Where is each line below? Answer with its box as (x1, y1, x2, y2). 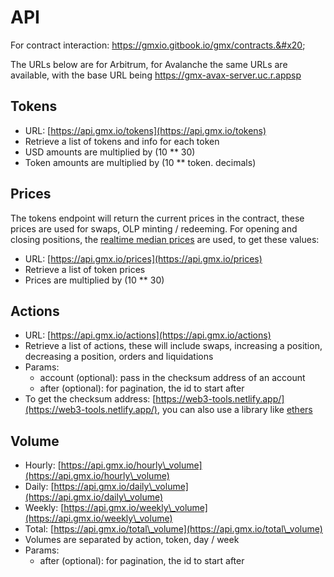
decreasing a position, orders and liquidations (24, 351, 214, 363)
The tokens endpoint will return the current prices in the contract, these (10, 212, 305, 224)
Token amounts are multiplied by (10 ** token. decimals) (24, 156, 257, 168)
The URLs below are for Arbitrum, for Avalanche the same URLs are (10, 58, 288, 70)
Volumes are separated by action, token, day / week (24, 534, 240, 546)
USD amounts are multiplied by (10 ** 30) (24, 146, 196, 158)
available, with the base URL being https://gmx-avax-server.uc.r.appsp (10, 69, 302, 81)
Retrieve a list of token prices (24, 263, 146, 275)
